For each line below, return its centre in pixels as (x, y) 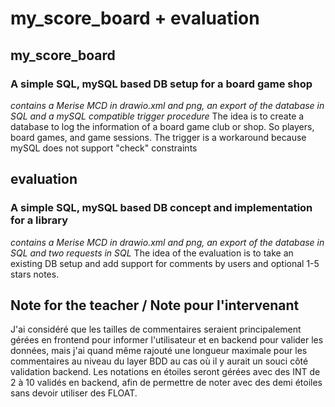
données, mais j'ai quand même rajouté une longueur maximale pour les (159, 351)
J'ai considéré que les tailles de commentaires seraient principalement (156, 329)
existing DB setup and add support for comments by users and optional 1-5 (165, 263)
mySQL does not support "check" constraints (104, 148)
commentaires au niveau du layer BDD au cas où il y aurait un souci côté (159, 361)
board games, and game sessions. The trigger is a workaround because (158, 137)
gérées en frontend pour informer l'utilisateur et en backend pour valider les (167, 340)
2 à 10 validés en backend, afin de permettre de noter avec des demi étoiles (166, 383)
